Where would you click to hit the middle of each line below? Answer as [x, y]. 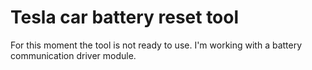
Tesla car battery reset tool [125, 17]
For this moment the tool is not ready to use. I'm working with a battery [156, 45]
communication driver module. [73, 55]
